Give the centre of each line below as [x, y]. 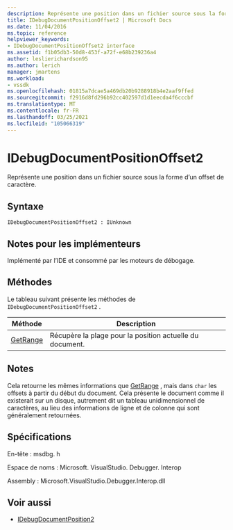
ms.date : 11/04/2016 [37, 26]
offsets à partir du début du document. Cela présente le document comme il [115, 393]
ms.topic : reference [37, 33]
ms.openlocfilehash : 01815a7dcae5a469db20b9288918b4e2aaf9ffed [101, 91]
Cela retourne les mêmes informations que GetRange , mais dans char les [112, 385]
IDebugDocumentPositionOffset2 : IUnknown [69, 223]
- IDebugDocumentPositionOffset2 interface [71, 46]
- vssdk [18, 85]
